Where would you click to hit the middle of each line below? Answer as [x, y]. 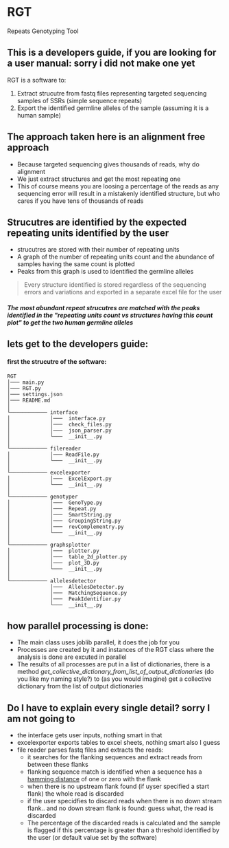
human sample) [39, 115]
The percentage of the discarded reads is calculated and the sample [124, 823]
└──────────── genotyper [43, 497]
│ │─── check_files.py [59, 424]
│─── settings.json [35, 394]
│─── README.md [29, 400]
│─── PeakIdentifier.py [86, 599]
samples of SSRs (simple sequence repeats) [80, 100]
